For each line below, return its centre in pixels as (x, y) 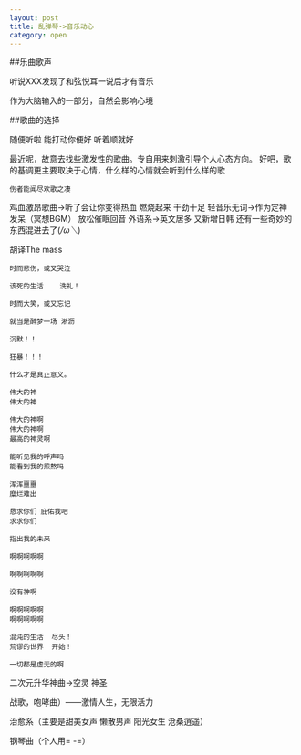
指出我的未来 (30, 540)
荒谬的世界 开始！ (41, 647)
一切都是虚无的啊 (37, 665)
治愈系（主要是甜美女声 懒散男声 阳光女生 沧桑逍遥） (109, 721)
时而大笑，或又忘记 (40, 304)
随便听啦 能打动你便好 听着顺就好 (72, 140)
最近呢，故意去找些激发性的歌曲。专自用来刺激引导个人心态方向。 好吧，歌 (150, 159)
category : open (38, 35)
